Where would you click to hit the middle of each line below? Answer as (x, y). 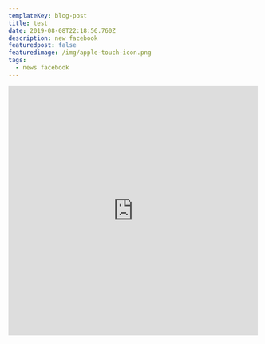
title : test (28, 23)
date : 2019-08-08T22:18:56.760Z (62, 30)
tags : (17, 61)
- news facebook (42, 68)
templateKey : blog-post (48, 16)
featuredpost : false (43, 45)
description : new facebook (53, 38)
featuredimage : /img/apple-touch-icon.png (80, 53)
